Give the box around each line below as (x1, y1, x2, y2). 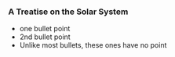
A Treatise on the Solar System (8, 6, 129, 17)
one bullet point (19, 24, 71, 34)
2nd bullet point (19, 32, 71, 41)
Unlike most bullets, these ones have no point (19, 41, 167, 50)
